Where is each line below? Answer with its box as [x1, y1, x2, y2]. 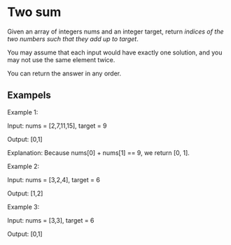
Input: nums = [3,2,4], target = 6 [7, 175, 100, 184]
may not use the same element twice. [7, 55, 115, 64]
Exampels [7, 89, 51, 101]
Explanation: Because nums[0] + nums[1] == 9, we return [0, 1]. [7, 148, 190, 157]
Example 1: [7, 107, 38, 116]
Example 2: [7, 162, 40, 170]
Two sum [7, 4, 62, 20]
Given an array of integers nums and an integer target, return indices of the [7, 27, 224, 36]
